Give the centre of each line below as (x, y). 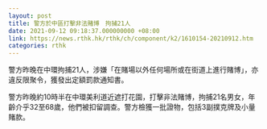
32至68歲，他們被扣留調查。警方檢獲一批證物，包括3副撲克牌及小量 (142, 107)
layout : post (30, 16)
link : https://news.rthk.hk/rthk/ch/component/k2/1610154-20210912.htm (131, 38)
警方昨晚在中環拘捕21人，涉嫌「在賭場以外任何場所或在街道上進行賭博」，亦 (133, 70)
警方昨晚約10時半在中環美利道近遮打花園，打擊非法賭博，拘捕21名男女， (128, 97)
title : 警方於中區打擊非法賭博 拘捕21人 (70, 23)
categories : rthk (37, 46)
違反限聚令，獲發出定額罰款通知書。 (68, 80)
